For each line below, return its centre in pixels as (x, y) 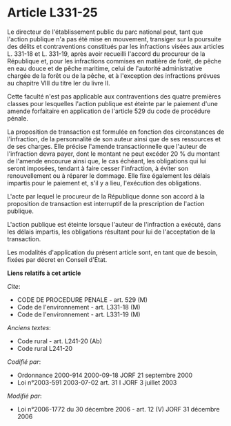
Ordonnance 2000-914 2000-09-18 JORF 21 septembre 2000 (105, 375)
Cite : (14, 286)
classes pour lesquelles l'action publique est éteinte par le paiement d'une (113, 103)
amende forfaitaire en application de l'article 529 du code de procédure (109, 111)
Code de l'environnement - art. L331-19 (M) (79, 314)
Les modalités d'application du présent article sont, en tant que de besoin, (113, 252)
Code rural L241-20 (45, 348)
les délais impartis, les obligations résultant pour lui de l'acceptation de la (111, 232)
